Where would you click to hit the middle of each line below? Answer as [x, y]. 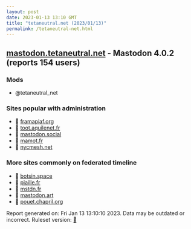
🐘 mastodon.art [34, 195]
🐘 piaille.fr [28, 182]
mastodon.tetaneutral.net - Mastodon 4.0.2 [90, 53]
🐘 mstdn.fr [28, 189]
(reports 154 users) [43, 62]
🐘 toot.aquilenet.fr [37, 128]
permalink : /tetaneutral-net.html [50, 29]
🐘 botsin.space [34, 176]
